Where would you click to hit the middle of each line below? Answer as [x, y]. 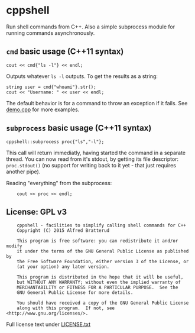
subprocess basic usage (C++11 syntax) [79, 128]
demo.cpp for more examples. [43, 109]
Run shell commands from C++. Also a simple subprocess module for [91, 27]
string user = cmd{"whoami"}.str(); [51, 87]
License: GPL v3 [37, 211]
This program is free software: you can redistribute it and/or [97, 241]
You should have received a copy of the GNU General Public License [103, 303]
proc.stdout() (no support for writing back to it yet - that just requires [91, 165]
